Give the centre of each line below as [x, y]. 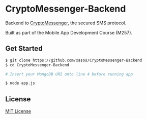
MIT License [18, 111]
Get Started [24, 49]
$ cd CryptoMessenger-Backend [37, 65]
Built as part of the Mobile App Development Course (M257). [69, 32]
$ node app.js [20, 83]
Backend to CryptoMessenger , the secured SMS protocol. [66, 23]
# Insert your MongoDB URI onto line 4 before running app [69, 74]
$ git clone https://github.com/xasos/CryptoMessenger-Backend [74, 60]
